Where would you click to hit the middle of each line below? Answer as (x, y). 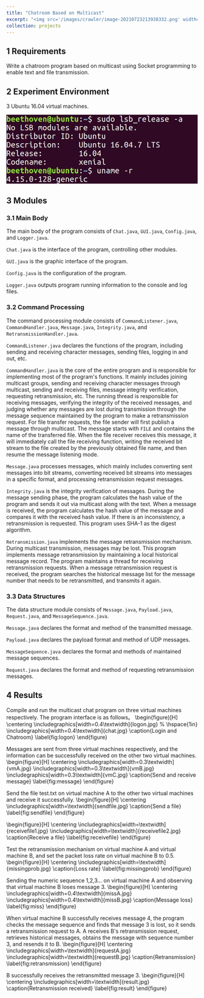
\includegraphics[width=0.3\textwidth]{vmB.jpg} (94, 768)
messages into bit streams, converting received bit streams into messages (99, 472)
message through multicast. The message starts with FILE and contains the (100, 428)
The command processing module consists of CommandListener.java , (92, 321)
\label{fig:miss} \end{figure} (42, 906)
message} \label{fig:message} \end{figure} (60, 781)
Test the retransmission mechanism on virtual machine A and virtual (91, 849)
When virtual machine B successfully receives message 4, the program (95, 918)
